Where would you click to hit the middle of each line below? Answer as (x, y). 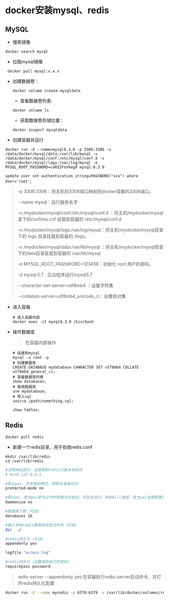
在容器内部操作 (40, 342)
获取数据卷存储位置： (42, 120)
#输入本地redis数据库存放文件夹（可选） (42, 525)
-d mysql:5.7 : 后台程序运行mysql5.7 (55, 275)
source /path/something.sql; (43, 401)
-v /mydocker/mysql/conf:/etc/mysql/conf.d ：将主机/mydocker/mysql (90, 213)
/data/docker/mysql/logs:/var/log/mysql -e (52, 163)
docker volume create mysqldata (46, 91)
